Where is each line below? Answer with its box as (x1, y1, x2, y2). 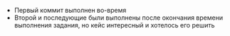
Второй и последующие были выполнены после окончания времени (14, 13, 223, 22)
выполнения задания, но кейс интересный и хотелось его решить (14, 21, 215, 29)
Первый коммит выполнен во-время (14, 6, 127, 14)
